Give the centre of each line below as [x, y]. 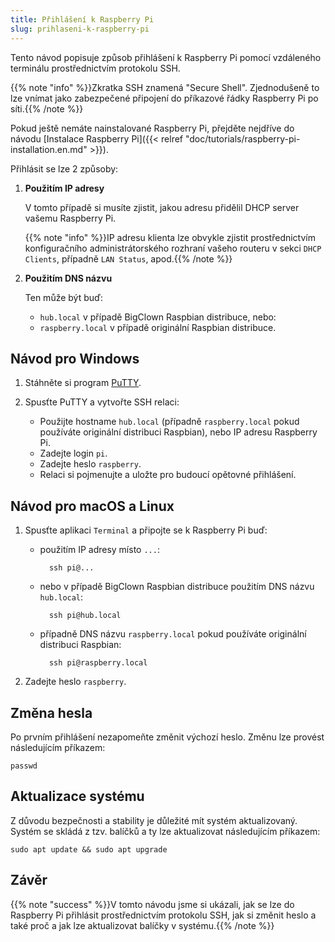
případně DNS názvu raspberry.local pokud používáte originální [173, 634]
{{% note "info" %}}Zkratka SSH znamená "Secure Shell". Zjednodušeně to [165, 87]
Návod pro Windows [75, 358]
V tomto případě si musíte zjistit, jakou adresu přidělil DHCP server [162, 207]
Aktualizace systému [77, 796]
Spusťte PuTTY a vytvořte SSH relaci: [102, 402]
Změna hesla [51, 712]
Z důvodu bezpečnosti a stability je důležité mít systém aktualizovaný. [154, 820]
